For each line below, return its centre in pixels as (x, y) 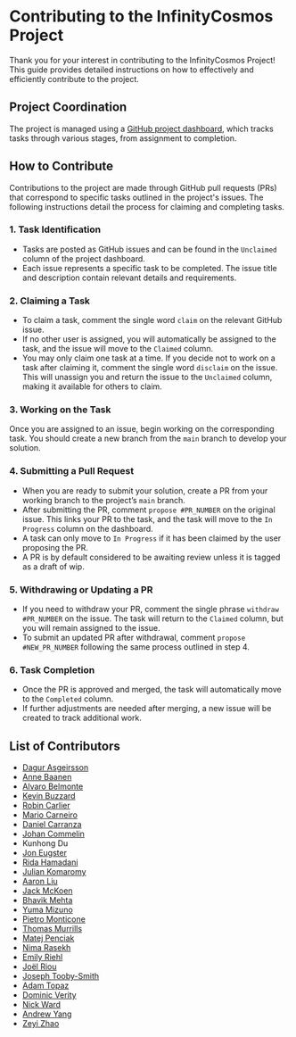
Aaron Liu (40, 882)
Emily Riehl (42, 958)
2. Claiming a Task (50, 301)
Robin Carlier (46, 806)
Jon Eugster (44, 853)
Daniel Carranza (52, 825)
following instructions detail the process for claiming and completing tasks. (147, 206)
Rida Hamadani (50, 862)
